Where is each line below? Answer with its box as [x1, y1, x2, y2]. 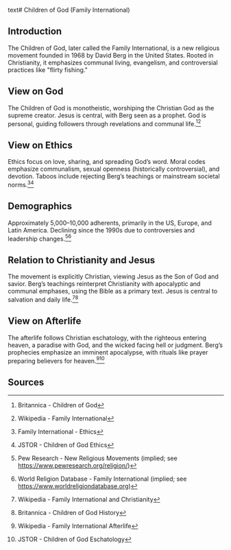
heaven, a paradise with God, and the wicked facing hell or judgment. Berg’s [8, 341, 223, 349]
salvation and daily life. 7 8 [8, 294, 79, 304]
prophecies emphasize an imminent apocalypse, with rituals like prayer [8, 348, 208, 356]
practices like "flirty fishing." [8, 65, 88, 74]
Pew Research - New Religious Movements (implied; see [17, 454, 178, 462]
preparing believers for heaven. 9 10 [8, 355, 105, 365]
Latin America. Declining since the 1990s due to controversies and [8, 226, 195, 234]
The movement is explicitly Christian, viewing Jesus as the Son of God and [8, 272, 219, 280]
